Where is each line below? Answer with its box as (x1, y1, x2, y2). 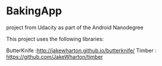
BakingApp (6, 4, 62, 18)
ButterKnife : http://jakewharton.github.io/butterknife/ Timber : (6, 46, 157, 54)
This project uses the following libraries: (6, 35, 104, 42)
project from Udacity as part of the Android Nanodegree (6, 24, 144, 31)
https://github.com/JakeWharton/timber (6, 53, 103, 60)
